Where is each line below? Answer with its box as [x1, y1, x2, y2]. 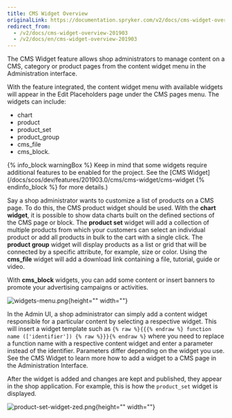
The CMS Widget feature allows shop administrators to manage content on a [7, 55, 225, 63]
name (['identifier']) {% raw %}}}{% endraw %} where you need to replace [7, 332, 224, 341]
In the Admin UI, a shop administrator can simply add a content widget [7, 310, 208, 319]
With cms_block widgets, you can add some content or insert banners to [7, 276, 215, 284]
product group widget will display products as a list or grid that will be [7, 240, 207, 249]
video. [7, 263, 26, 271]
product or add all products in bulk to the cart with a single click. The [7, 233, 203, 242]
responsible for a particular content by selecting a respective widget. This [7, 317, 217, 325]
